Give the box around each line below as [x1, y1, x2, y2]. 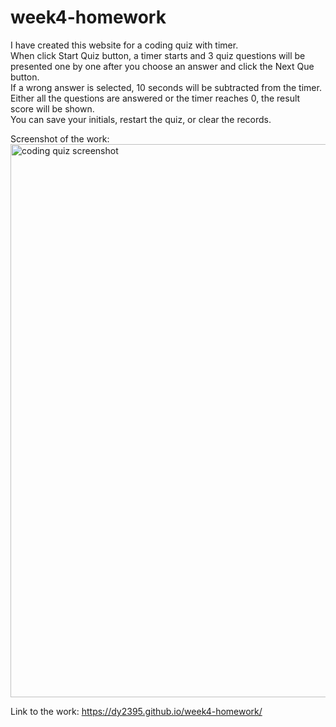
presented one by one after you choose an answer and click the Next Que [10, 60, 315, 72]
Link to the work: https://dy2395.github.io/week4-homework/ [10, 705, 263, 717]
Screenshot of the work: [10, 132, 110, 145]
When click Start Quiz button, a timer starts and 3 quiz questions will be [10, 49, 306, 61]
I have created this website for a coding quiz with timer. [10, 39, 239, 51]
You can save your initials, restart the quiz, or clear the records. [10, 113, 272, 125]
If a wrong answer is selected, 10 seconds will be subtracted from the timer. [10, 81, 322, 93]
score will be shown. [10, 102, 95, 115]
